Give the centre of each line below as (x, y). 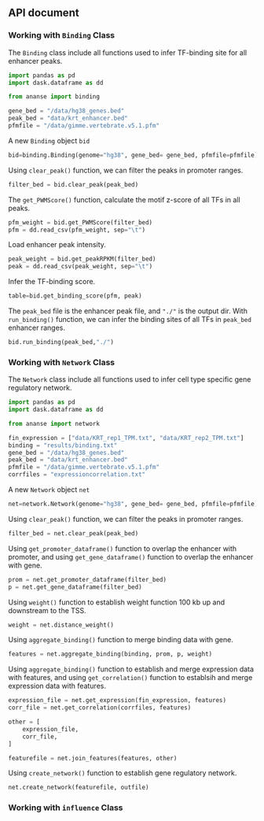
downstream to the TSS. (47, 610)
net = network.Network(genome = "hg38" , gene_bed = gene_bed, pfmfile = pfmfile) (133, 504)
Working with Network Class (62, 362)
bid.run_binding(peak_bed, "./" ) (61, 342)
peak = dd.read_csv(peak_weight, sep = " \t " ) (81, 267)
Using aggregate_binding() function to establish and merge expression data (131, 669)
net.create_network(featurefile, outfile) (79, 788)
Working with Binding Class (62, 35)
